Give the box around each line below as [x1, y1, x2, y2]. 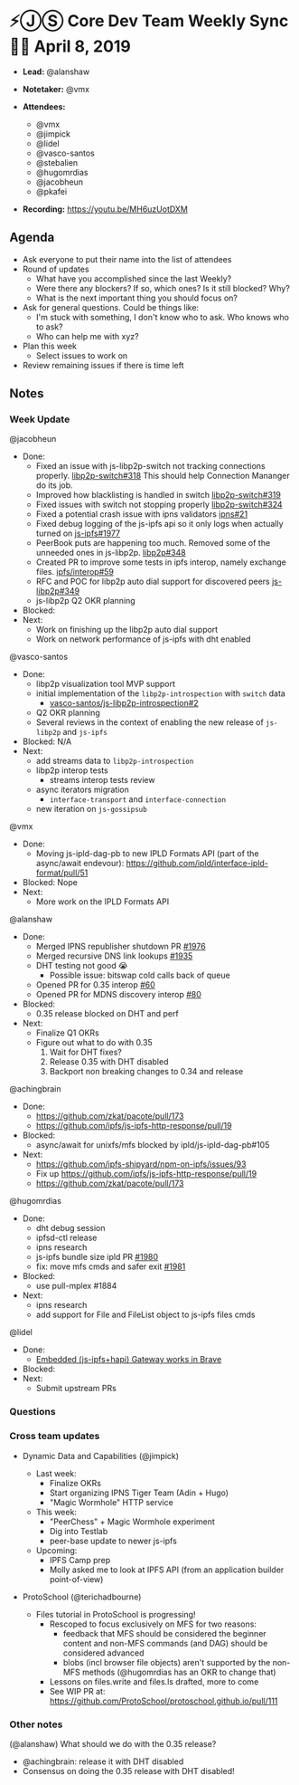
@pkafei [35, 186, 68, 196]
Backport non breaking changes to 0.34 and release [49, 1066, 244, 1077]
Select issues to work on [35, 349, 128, 361]
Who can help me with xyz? [35, 330, 139, 341]
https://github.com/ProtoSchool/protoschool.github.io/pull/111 [49, 1695, 278, 1706]
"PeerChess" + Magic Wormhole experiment [49, 1516, 215, 1527]
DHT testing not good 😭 [35, 960, 128, 971]
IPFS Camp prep [49, 1554, 111, 1565]
